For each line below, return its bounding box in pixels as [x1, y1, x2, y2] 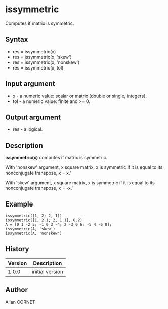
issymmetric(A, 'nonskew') [5, 231, 62, 236]
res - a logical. [12, 126, 43, 132]
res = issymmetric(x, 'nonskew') [12, 59, 80, 65]
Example [5, 199, 33, 209]
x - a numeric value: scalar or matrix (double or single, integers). [12, 93, 147, 99]
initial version [32, 268, 63, 275]
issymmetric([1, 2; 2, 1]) [5, 213, 62, 218]
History [5, 245, 29, 253]
